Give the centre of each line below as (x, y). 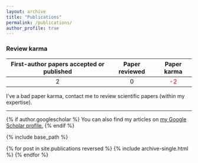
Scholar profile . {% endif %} (40, 125)
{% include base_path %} (37, 137)
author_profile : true (33, 28)
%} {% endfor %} (27, 155)
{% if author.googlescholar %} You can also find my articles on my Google (96, 119)
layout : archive (26, 12)
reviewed (132, 71)
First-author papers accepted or (58, 64)
